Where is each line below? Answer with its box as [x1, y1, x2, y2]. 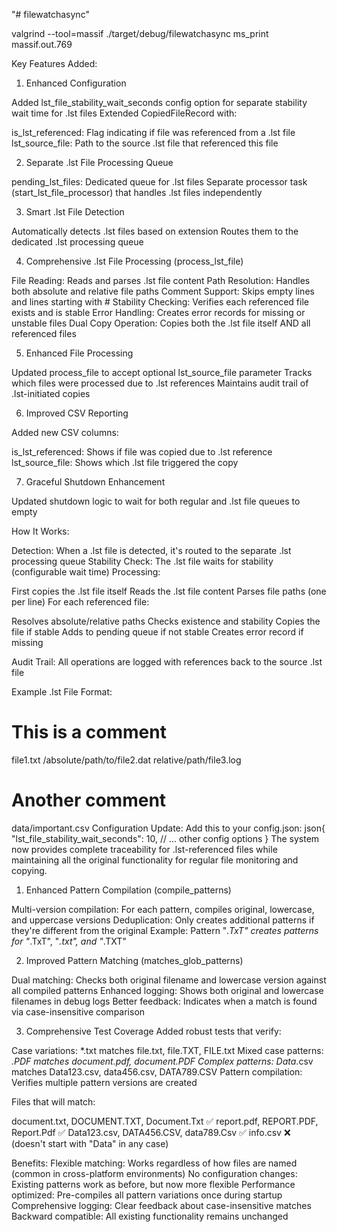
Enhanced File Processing [25, 347, 134, 359]
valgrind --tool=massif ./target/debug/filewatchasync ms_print [11, 28, 269, 39]
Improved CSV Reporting [25, 407, 129, 419]
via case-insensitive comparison [11, 1005, 146, 1018]
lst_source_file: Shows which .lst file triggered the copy [11, 457, 239, 468]
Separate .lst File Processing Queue [25, 157, 174, 168]
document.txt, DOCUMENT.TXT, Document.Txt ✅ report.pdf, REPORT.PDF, [11, 1115, 319, 1127]
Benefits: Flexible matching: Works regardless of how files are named [11, 1157, 298, 1169]
